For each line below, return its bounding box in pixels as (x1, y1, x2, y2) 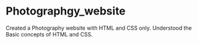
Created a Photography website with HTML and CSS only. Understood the (5, 24, 192, 31)
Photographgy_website (5, 4, 126, 18)
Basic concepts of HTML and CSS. (5, 30, 93, 38)
